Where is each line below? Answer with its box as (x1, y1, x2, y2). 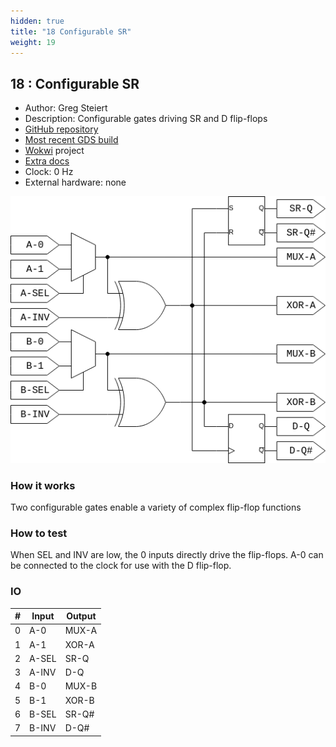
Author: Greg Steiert (24, 102, 108, 114)
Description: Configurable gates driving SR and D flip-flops (24, 113, 268, 125)
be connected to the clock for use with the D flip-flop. (10, 560, 232, 572)
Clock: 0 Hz (24, 166, 74, 178)
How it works (10, 478, 76, 492)
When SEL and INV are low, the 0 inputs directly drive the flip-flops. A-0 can (10, 549, 324, 561)
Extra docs (24, 155, 70, 167)
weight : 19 (10, 37, 56, 47)
